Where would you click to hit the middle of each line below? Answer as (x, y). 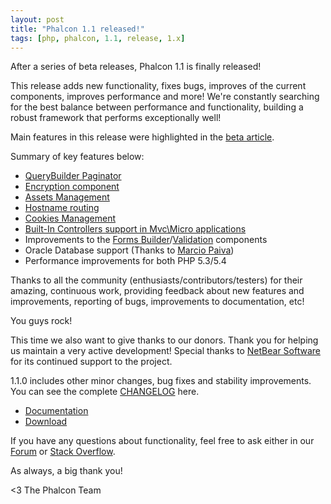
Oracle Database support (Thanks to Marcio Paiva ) (129, 250)
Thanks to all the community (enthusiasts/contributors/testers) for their (156, 280)
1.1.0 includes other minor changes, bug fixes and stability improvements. (161, 381)
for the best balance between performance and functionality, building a (157, 107)
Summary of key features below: (77, 157)
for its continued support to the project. (91, 362)
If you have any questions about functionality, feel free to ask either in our (162, 441)
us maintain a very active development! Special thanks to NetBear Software (165, 351)
